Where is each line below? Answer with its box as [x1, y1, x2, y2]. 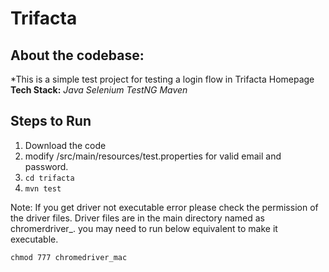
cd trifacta [24, 173, 75, 183]
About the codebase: [10, 47, 145, 64]
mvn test [24, 183, 62, 194]
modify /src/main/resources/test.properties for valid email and [24, 150, 282, 162]
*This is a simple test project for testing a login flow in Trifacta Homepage [10, 73, 315, 85]
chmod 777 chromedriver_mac [10, 252, 128, 262]
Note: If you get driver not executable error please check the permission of [10, 201, 319, 213]
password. [24, 160, 69, 172]
